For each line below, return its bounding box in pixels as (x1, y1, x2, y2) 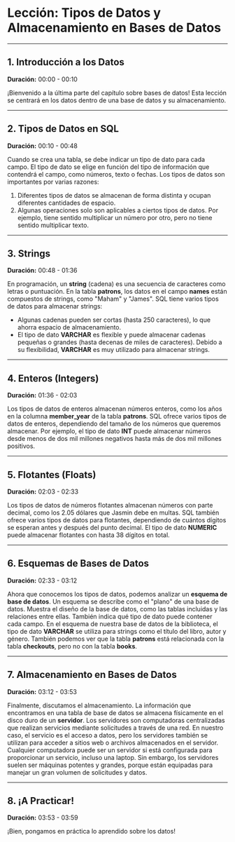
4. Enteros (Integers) (7, 372, 99, 384)
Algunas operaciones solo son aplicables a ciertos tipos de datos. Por (17, 205, 219, 215)
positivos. (7, 442, 36, 450)
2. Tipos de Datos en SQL (7, 123, 119, 135)
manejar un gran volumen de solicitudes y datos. (7, 768, 148, 776)
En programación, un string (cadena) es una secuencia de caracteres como (7, 280, 226, 288)
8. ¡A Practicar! (7, 795, 75, 807)
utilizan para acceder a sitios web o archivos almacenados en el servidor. (7, 738, 219, 747)
